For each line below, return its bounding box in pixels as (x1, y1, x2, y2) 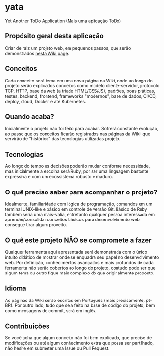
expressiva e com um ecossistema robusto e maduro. (5, 174, 113, 180)
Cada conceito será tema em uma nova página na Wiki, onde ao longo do (5, 78, 153, 83)
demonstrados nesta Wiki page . (5, 50, 70, 56)
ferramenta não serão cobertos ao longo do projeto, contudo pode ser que (5, 265, 156, 271)
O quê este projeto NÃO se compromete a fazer (5, 236, 152, 245)
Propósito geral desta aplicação (5, 32, 104, 40)
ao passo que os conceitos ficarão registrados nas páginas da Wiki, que (5, 131, 151, 137)
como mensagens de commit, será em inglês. (5, 307, 97, 313)
